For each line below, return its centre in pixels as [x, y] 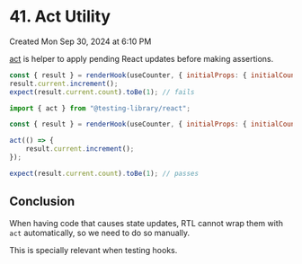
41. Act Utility [60, 17]
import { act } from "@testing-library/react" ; [100, 108]
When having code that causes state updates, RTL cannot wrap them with [146, 223]
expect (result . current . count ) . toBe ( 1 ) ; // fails [102, 92]
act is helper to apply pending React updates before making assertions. [142, 58]
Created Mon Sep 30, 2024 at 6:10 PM [80, 41]
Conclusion [42, 202]
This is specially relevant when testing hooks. [93, 250]
